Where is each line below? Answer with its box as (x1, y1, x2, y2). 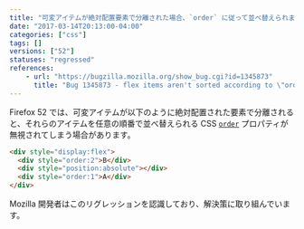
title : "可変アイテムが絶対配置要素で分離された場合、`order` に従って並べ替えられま (9, 13, 296, 23)
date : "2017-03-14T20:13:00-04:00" (9, 22, 144, 31)
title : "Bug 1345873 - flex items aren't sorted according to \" (33, 81, 285, 90)
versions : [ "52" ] (9, 47, 75, 56)
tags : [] (9, 38, 43, 48)
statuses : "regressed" (9, 55, 95, 64)
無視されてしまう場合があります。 (9, 129, 136, 140)
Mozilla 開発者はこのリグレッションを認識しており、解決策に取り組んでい (9, 198, 283, 209)
